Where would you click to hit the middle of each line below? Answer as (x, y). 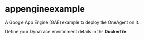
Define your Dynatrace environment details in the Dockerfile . (66, 31)
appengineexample (45, 9)
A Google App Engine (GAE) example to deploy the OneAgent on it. (72, 22)
